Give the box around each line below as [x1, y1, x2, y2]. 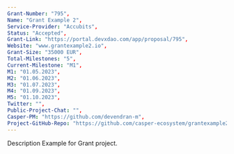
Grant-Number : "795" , [7, 10, 70, 17]
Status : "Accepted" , [7, 29, 68, 37]
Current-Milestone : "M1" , [7, 62, 82, 69]
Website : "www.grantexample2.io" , [7, 42, 108, 49]
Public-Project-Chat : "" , [7, 107, 82, 114]
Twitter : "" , [7, 101, 45, 108]
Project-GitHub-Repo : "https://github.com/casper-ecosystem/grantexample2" [7, 119, 232, 127]
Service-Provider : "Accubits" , [7, 23, 98, 30]
